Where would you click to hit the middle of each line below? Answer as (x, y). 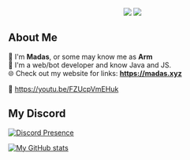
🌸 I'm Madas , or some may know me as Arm (80, 56)
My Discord (37, 114)
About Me (33, 38)
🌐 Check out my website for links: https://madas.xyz (95, 73)
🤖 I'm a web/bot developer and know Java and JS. (90, 65)
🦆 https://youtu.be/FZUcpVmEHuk (63, 89)
